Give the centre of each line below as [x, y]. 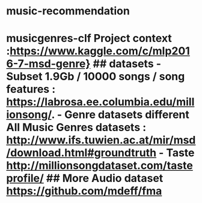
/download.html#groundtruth [81, 153]
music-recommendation [68, 11]
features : [31, 90]
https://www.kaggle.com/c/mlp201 [100, 51]
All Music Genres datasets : [76, 128]
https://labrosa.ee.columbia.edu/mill [100, 102]
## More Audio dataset [105, 178]
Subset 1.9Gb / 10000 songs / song [96, 77]
